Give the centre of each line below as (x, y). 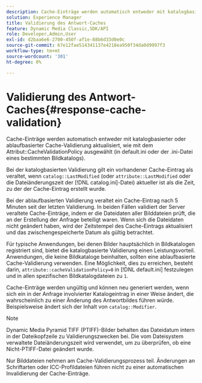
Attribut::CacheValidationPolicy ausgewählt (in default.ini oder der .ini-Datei (100, 152)
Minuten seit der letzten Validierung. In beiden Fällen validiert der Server (96, 207)
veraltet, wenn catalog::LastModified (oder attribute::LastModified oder (99, 176)
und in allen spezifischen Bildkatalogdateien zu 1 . (67, 276)
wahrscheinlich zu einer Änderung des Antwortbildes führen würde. (90, 300)
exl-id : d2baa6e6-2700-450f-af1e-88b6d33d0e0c (66, 40)
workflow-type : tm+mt (33, 51)
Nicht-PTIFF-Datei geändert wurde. (50, 349)
